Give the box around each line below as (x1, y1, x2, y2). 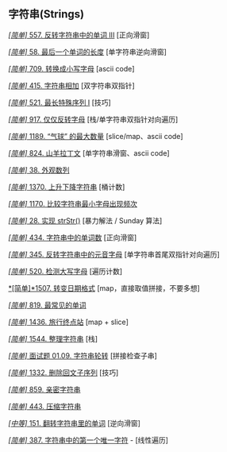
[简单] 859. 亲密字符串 (8, 384, 81, 394)
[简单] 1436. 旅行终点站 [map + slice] (8, 317, 129, 326)
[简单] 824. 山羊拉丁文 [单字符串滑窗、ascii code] (8, 148, 170, 157)
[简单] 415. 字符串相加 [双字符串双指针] (8, 80, 135, 90)
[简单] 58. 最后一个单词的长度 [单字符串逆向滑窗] (8, 47, 167, 56)
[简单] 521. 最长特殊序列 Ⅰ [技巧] (8, 98, 111, 107)
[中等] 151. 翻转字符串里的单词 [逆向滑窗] (8, 418, 140, 427)
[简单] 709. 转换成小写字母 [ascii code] (8, 64, 135, 73)
